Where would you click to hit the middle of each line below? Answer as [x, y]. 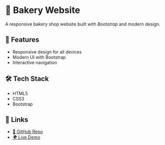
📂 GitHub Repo [28, 131]
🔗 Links [17, 119]
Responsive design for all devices [47, 51]
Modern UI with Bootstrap [39, 57]
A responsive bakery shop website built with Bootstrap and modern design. [83, 24]
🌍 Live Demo [26, 137]
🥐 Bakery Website [43, 10]
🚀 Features [22, 40]
